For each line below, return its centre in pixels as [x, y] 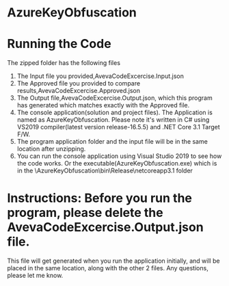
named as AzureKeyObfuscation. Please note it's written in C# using [113, 120]
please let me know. [35, 276]
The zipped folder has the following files [64, 63]
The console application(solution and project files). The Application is [115, 113]
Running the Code [59, 44]
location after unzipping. [51, 149]
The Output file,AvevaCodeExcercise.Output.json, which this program [115, 98]
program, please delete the [85, 213]
